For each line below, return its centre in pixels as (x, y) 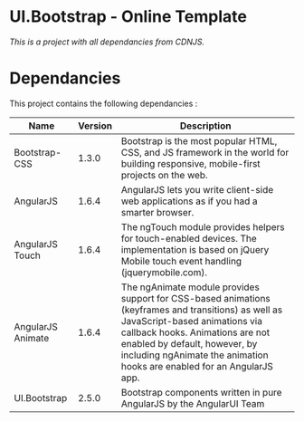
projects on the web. (164, 175)
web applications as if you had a (189, 201)
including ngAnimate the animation (195, 355)
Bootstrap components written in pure (201, 392)
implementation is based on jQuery (195, 249)
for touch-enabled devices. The (189, 238)
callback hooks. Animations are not (195, 332)
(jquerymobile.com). (164, 272)
